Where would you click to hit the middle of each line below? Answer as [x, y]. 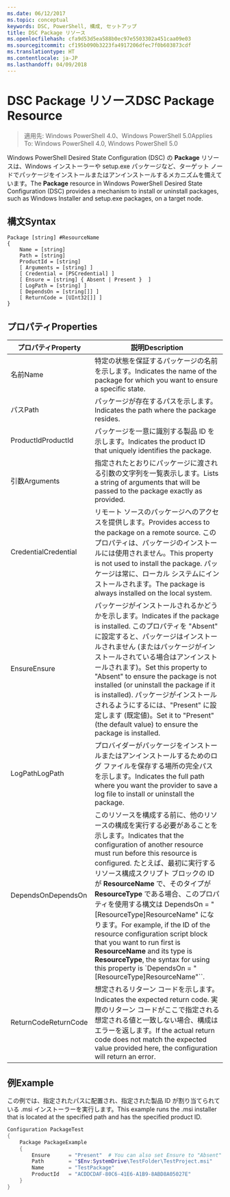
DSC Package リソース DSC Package [111, 101]
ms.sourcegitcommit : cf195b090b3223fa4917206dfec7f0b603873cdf [99, 45]
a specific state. [120, 389]
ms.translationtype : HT [41, 52]
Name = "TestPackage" [73, 1168]
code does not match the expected [151, 1040]
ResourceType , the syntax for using [152, 960]
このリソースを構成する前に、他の [149, 815]
